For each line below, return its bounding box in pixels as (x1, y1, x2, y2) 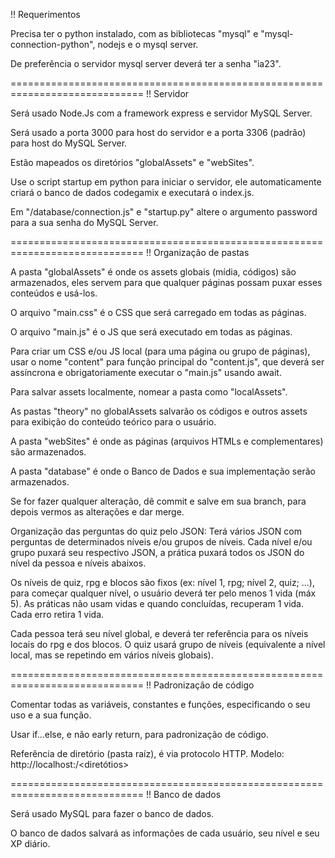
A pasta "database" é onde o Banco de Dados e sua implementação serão (10, 465, 316, 477)
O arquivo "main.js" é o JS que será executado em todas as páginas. (10, 326, 293, 338)
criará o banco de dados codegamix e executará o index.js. (10, 187, 255, 198)
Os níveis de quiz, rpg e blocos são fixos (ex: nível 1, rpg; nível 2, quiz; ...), (10, 577, 316, 588)
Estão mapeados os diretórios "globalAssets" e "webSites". (10, 157, 255, 168)
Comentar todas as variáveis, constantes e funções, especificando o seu (10, 699, 311, 710)
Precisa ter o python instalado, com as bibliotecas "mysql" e (10, 28, 259, 39)
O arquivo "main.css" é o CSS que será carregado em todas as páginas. (10, 307, 307, 318)
